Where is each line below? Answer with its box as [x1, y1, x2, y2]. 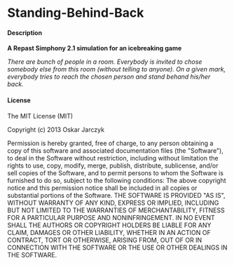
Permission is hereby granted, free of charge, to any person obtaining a [7, 139, 214, 147]
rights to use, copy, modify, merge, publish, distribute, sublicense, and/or [7, 161, 219, 170]
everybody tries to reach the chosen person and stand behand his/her [7, 72, 211, 81]
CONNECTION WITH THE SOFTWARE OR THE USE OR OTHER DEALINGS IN [7, 243, 228, 252]
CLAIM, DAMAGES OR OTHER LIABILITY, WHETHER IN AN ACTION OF [7, 228, 212, 236]
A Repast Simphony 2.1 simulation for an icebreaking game [7, 44, 182, 53]
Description [7, 28, 43, 36]
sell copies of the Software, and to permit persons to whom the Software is [7, 168, 224, 177]
